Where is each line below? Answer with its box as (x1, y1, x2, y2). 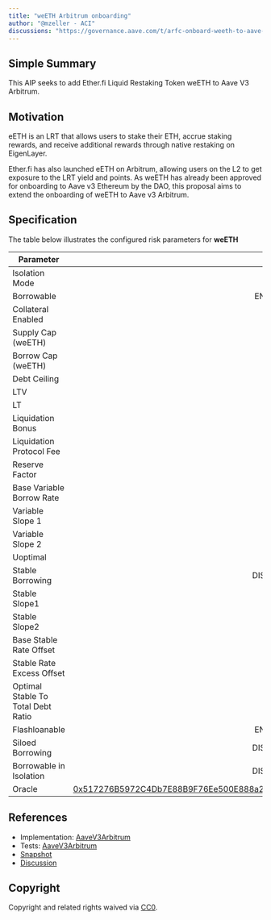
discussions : (8, 27, 52, 35)
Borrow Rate (12, 492, 60, 503)
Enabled (12, 314, 44, 325)
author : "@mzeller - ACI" (8, 19, 95, 27)
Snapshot (19, 849, 52, 859)
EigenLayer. (8, 148, 48, 158)
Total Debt (12, 701, 52, 712)
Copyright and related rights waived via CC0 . (8, 902, 158, 912)
